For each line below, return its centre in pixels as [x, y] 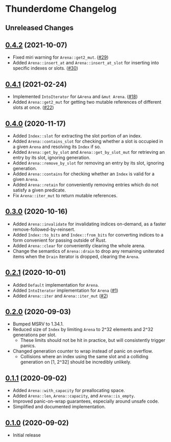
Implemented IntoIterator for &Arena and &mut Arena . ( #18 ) [75, 97]
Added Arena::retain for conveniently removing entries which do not [86, 185]
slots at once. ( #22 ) [33, 107]
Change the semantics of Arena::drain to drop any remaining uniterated [88, 251]
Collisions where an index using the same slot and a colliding [84, 357]
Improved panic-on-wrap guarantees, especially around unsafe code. [86, 401]
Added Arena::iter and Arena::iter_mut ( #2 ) [60, 296]
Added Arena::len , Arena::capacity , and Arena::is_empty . [74, 396]
